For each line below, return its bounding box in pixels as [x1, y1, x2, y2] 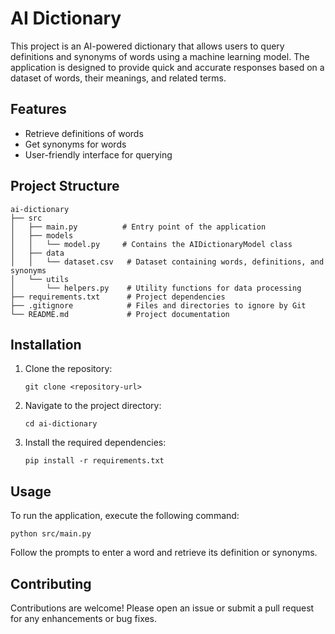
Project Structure [10, 178, 120, 195]
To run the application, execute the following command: [10, 510, 240, 522]
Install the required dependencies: [24, 437, 167, 449]
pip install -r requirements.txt [24, 456, 165, 466]
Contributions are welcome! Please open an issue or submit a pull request [10, 602, 315, 614]
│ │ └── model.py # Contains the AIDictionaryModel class [10, 239, 293, 249]
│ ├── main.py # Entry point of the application [10, 222, 267, 232]
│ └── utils [10, 274, 70, 284]
